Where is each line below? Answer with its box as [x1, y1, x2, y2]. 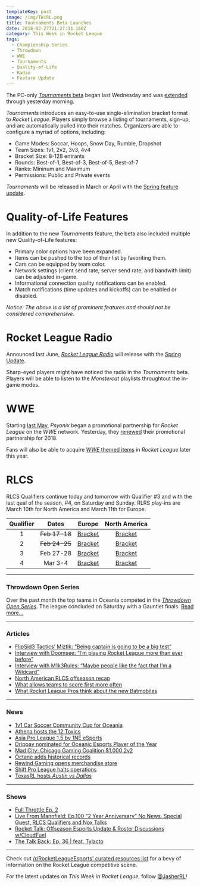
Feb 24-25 [40, 539, 72, 548]
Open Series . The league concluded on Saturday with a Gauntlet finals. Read [6, 603, 194, 610]
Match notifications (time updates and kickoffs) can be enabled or [14, 286, 177, 293]
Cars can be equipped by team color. [14, 260, 106, 268]
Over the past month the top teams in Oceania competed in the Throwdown [6, 596, 192, 604]
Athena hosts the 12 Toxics [14, 728, 81, 735]
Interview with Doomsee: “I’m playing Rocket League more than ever [14, 649, 183, 657]
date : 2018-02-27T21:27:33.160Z [6, 25, 86, 32]
